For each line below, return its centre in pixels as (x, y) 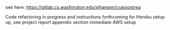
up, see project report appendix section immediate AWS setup (71, 22)
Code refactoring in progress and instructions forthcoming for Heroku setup (85, 17)
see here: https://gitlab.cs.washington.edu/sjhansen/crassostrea (73, 7)
